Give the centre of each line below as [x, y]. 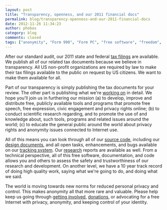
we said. [14, 176]
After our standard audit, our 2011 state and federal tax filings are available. [82, 56]
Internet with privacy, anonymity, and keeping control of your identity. [77, 202]
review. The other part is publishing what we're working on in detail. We [79, 92]
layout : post [19, 10]
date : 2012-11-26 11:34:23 [33, 24]
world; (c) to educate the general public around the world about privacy [79, 124]
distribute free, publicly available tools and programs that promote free [78, 103]
